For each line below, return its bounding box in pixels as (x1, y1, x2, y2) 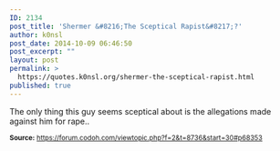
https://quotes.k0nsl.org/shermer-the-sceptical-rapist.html (17, 73, 255, 82)
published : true (9, 81, 71, 90)
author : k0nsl (9, 30, 64, 39)
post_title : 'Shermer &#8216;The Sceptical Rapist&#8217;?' (9, 22, 244, 31)
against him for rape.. (9, 116, 90, 126)
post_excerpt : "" (9, 47, 76, 56)
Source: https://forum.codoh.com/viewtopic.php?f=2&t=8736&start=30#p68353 (9, 133, 263, 142)
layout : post (9, 55, 59, 65)
